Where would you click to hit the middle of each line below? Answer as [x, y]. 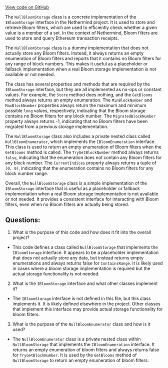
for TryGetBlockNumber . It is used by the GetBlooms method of [74, 355]
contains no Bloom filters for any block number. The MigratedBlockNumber [80, 116]
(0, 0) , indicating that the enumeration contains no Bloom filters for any [79, 168]
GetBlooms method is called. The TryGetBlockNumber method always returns [82, 152]
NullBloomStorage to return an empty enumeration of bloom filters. [80, 360]
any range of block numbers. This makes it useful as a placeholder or [76, 64]
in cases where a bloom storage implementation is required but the [81, 268]
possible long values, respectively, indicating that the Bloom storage [75, 110]
